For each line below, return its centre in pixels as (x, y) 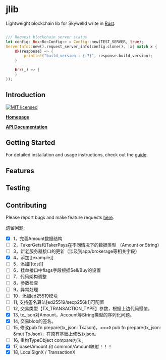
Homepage (18, 117)
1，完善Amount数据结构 (38, 238)
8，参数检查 (25, 283)
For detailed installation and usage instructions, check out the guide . (77, 155)
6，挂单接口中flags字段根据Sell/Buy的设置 (57, 270)
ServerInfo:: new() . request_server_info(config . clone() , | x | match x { (81, 47)
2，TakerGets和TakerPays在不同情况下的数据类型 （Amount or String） (87, 245)
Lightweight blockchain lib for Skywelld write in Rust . (61, 23)
